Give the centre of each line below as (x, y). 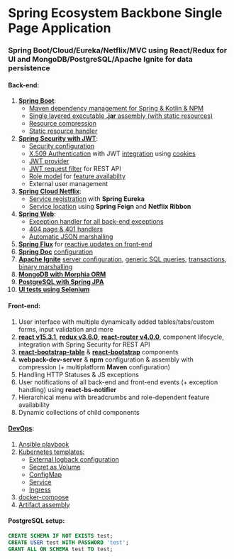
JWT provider (49, 161)
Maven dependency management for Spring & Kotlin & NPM (116, 109)
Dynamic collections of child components (79, 412)
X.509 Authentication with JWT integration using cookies (112, 153)
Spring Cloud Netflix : (50, 191)
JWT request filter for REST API (75, 169)
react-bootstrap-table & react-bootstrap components (98, 352)
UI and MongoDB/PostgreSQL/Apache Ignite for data (101, 60)
